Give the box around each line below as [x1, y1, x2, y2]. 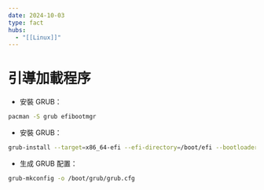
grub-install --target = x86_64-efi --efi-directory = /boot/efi [8, 144, 213, 152]
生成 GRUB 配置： [19, 159, 78, 168]
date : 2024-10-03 [8, 11, 65, 20]
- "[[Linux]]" [15, 33, 61, 42]
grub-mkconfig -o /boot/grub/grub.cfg [8, 174, 135, 182]
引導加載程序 [8, 70, 92, 87]
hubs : [8, 26, 26, 34]
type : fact [8, 19, 44, 27]
